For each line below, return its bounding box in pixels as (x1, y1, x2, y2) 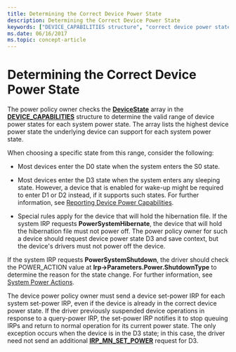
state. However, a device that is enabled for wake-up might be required (17, 184, 223, 192)
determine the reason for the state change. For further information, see (7, 270, 213, 279)
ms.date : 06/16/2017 (7, 30, 68, 37)
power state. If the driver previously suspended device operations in (7, 307, 205, 315)
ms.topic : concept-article (7, 37, 86, 44)
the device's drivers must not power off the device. (17, 242, 166, 251)
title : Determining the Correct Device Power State (7, 10, 162, 18)
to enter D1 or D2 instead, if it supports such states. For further (17, 191, 199, 199)
